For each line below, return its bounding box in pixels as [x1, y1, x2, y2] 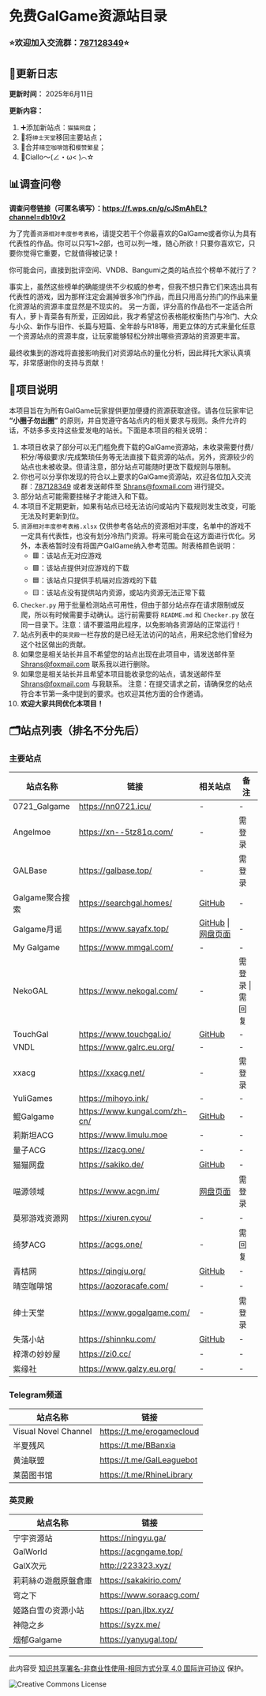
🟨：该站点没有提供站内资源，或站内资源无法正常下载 [32, 587, 206, 597]
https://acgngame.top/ [99, 1546, 184, 1557]
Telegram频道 [9, 1390, 62, 1401]
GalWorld [13, 1546, 48, 1557]
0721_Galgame [13, 801, 70, 812]
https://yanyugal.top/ [99, 1634, 178, 1645]
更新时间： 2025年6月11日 [9, 88, 94, 99]
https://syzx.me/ [99, 1619, 161, 1630]
